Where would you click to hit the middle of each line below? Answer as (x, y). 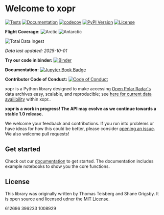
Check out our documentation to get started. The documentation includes (79, 161)
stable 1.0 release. (24, 114)
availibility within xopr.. (28, 99)
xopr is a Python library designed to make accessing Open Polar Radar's (78, 88)
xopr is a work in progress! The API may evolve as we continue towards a (81, 108)
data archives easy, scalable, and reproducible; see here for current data (78, 94)
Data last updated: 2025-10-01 (36, 51)
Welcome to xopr (40, 9)
